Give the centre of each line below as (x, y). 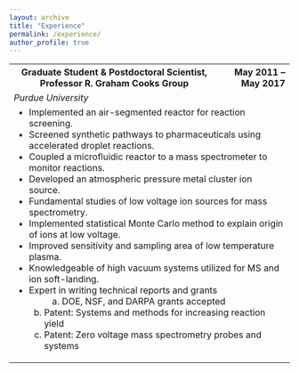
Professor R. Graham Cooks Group (114, 84)
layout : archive (39, 17)
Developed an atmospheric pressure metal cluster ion (141, 179)
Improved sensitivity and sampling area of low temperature (152, 246)
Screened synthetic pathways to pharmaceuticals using (145, 134)
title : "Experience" (48, 26)
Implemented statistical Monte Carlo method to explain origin (156, 223)
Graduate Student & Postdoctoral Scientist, (114, 72)
